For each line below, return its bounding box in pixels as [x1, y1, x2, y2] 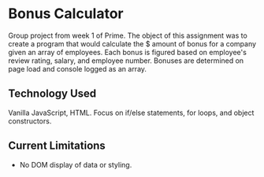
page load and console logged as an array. [8, 64, 147, 73]
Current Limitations [8, 139, 106, 153]
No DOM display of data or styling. [19, 160, 132, 169]
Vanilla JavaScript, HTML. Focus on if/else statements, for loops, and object [8, 108, 255, 117]
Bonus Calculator [8, 5, 124, 23]
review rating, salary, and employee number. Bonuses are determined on [8, 56, 244, 65]
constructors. [8, 116, 52, 126]
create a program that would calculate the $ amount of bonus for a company [8, 39, 257, 48]
